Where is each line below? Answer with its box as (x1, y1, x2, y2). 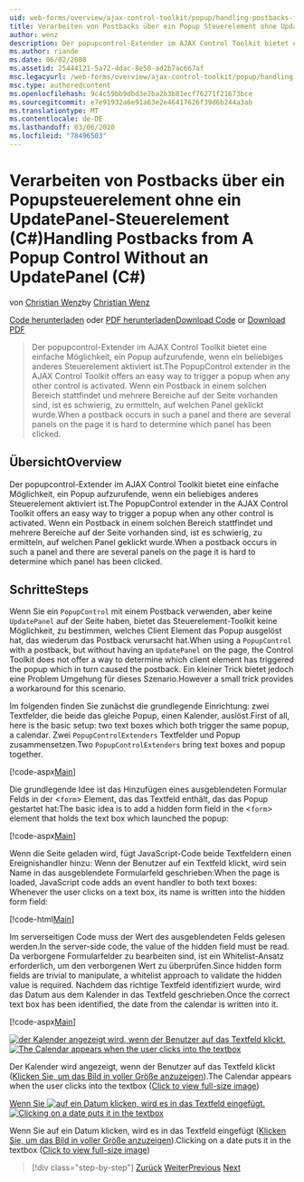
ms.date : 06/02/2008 (9, 55, 88, 64)
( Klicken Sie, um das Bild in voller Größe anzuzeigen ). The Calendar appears (9, 1071, 292, 1082)
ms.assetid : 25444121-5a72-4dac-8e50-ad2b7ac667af (9, 64, 204, 73)
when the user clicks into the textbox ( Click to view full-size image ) (9, 1080, 260, 1091)
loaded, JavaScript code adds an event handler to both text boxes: (9, 877, 258, 888)
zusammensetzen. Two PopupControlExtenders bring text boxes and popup (9, 739, 286, 750)
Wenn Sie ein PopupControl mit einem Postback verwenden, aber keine (9, 606, 273, 617)
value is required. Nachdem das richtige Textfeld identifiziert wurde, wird (9, 980, 281, 991)
